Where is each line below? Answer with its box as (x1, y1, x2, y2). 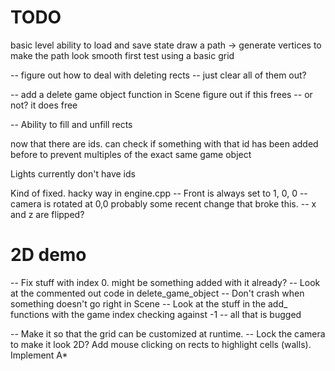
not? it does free (10, 99, 78, 111)
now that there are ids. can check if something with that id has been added (10, 137, 319, 150)
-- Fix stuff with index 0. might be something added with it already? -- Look (10, 276, 321, 288)
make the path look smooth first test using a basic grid (10, 49, 235, 61)
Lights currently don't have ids (10, 167, 136, 180)
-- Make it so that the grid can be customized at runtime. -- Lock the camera (10, 327, 326, 340)
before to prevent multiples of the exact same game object (10, 148, 252, 160)
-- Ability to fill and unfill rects (10, 118, 133, 130)
